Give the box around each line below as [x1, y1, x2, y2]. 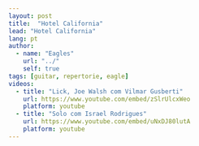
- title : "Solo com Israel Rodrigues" [15, 110, 148, 118]
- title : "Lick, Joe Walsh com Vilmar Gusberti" [15, 87, 184, 96]
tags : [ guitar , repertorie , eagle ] [8, 72, 129, 80]
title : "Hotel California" [8, 19, 104, 28]
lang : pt [8, 34, 38, 43]
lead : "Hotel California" [8, 27, 96, 35]
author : [8, 42, 35, 50]
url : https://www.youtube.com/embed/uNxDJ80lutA [23, 118, 191, 126]
